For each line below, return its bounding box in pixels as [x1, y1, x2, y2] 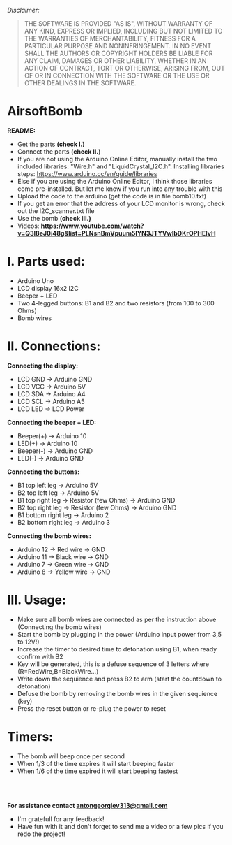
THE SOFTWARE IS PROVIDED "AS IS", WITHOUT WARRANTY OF [24, 20, 213, 27]
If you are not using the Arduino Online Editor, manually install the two [17, 154, 217, 163]
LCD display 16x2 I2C [17, 284, 79, 292]
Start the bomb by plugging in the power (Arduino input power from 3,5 [17, 630, 222, 638]
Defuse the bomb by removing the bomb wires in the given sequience [17, 689, 218, 698]
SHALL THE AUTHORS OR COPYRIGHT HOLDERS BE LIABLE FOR [24, 49, 213, 57]
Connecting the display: [7, 361, 79, 370]
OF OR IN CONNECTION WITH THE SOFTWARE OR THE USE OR [24, 71, 210, 80]
